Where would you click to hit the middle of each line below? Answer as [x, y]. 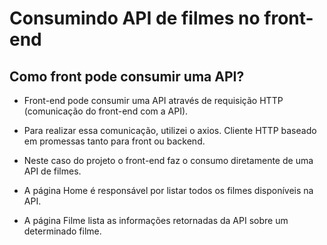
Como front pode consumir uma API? [127, 76]
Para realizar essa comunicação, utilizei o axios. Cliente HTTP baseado [170, 130]
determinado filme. [62, 231]
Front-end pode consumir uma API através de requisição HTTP [153, 100]
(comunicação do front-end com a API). [106, 111]
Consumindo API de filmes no [135, 18]
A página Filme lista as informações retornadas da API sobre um [156, 220]
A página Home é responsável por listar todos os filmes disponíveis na [168, 190]
